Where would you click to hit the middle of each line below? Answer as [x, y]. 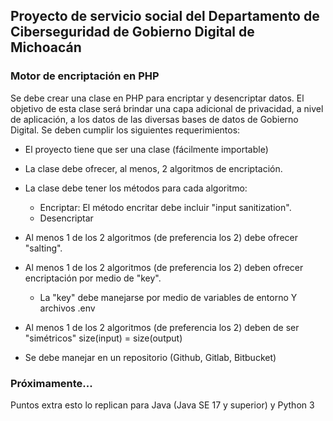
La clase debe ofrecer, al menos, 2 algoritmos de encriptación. [153, 168]
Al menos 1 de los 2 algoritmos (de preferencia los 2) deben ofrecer [164, 267]
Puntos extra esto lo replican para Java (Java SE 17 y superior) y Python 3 [162, 405]
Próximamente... [51, 383]
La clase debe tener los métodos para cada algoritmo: [136, 188]
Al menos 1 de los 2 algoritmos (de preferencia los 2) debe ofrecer [161, 237]
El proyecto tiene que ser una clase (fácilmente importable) [146, 149]
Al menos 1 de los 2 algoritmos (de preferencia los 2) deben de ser [162, 327]
